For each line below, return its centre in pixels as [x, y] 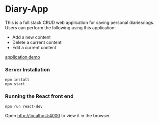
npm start [15, 84]
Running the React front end [39, 96]
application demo [23, 57]
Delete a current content [37, 42]
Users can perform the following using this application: [61, 27]
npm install [17, 80]
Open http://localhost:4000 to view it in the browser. [58, 115]
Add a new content [31, 37]
